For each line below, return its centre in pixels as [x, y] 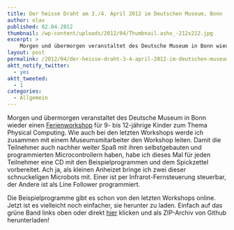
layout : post [26, 53]
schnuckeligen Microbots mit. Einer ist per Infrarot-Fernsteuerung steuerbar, [117, 177]
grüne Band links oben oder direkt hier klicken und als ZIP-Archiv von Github [117, 213]
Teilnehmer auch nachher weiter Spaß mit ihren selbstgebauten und [104, 147]
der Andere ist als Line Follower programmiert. [74, 184]
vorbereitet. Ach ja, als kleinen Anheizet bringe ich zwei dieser [97, 169]
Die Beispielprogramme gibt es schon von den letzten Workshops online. [111, 198]
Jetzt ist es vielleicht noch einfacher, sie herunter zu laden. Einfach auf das [115, 205]
